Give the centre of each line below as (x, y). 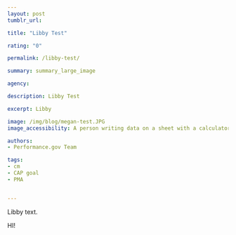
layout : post (26, 14)
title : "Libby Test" (38, 33)
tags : (15, 160)
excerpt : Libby (29, 109)
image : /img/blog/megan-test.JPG (56, 121)
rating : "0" (25, 46)
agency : (19, 84)
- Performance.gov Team (42, 147)
